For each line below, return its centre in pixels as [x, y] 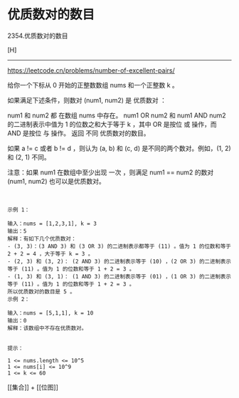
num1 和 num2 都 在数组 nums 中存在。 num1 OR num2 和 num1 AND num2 [117, 115]
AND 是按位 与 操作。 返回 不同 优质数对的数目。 [79, 133]
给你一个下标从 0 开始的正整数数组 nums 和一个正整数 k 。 [93, 85]
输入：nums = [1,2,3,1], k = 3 [52, 224]
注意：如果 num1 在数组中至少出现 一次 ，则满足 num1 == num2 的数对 [111, 172]
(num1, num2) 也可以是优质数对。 [56, 181]
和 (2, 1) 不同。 [29, 157]
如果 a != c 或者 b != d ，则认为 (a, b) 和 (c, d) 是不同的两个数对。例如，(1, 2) [119, 148]
